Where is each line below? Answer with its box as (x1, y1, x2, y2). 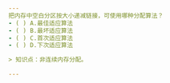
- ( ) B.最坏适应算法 (8, 26, 74, 34)
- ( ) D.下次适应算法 (8, 41, 74, 49)
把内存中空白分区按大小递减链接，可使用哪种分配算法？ (8, 11, 164, 20)
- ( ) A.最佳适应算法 (8, 19, 74, 27)
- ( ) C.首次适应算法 (8, 34, 74, 42)
